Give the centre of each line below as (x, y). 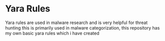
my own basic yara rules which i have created (52, 33)
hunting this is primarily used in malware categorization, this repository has (82, 27)
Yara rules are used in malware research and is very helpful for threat (76, 22)
